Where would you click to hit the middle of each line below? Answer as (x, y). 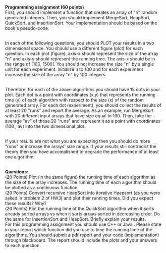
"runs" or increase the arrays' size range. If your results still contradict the (81, 146)
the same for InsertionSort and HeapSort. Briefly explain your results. (76, 219)
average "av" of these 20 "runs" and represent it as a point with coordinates (83, 121)
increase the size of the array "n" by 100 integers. (56, 75)
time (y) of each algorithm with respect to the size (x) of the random (74, 100)
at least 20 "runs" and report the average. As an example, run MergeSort (79, 110)
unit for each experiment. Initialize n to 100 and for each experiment (74, 69)
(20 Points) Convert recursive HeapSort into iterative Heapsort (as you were (83, 193)
